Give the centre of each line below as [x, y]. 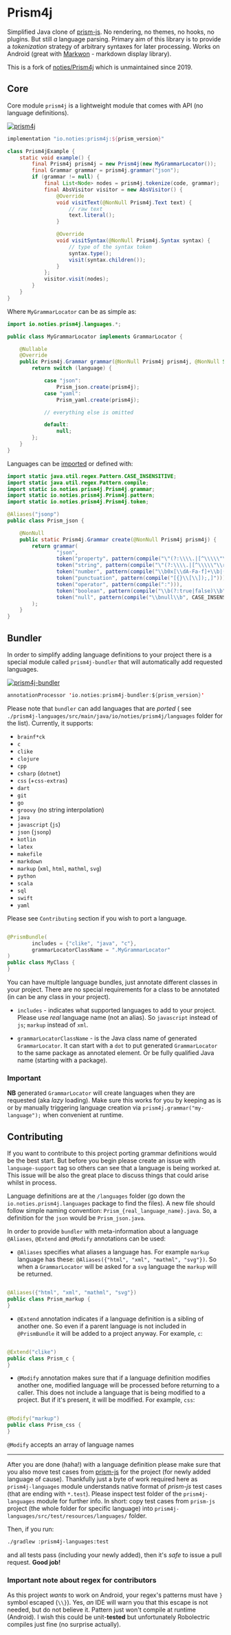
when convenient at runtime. [83, 1115]
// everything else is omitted [89, 412]
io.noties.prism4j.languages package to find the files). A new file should [111, 1203]
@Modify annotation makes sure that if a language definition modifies [114, 1378]
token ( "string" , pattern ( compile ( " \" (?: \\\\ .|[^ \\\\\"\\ [140, 565]
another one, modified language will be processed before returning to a [118, 1385]
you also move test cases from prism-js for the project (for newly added [109, 1472]
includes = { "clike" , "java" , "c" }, [84, 943]
